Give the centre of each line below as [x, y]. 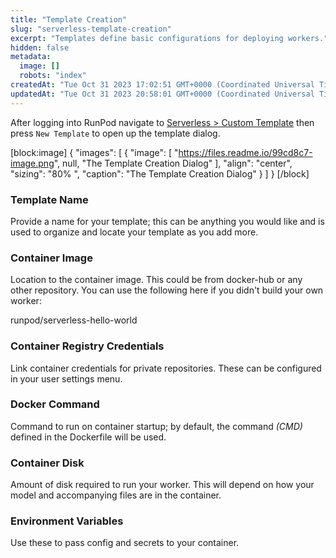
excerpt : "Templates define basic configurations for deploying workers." [169, 38]
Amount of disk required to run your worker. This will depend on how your [162, 485]
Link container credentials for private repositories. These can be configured [166, 368]
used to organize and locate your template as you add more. [134, 232]
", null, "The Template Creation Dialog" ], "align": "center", [173, 163]
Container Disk [47, 463]
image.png [32, 163]
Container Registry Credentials [87, 346]
